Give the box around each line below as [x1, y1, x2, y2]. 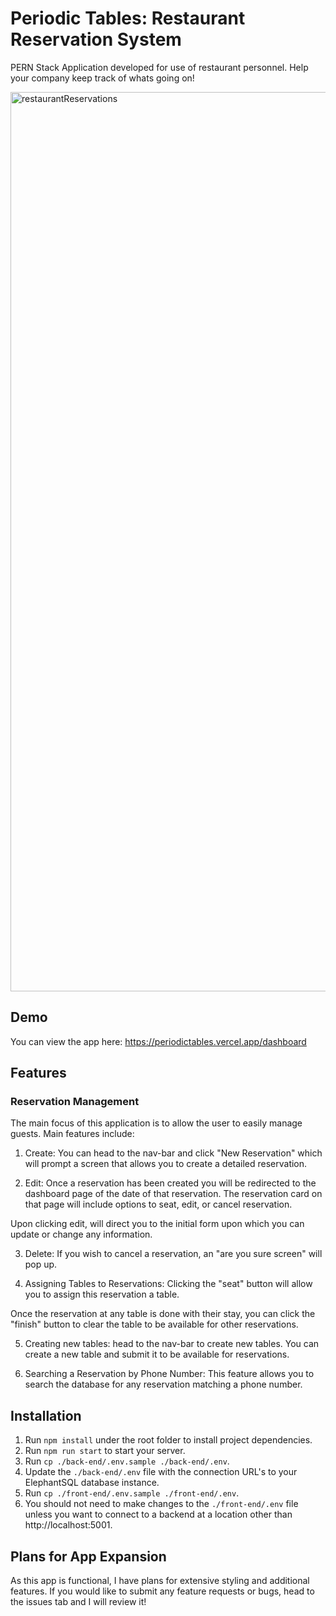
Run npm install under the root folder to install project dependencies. [24, 1434, 313, 1446]
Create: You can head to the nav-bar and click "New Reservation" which [24, 1147, 323, 1159]
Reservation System [10, 28, 182, 51]
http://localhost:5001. [24, 1519, 113, 1531]
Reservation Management [10, 1095, 140, 1109]
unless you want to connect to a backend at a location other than [24, 1508, 293, 1521]
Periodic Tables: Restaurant [10, 7, 246, 30]
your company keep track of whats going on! [10, 72, 195, 84]
